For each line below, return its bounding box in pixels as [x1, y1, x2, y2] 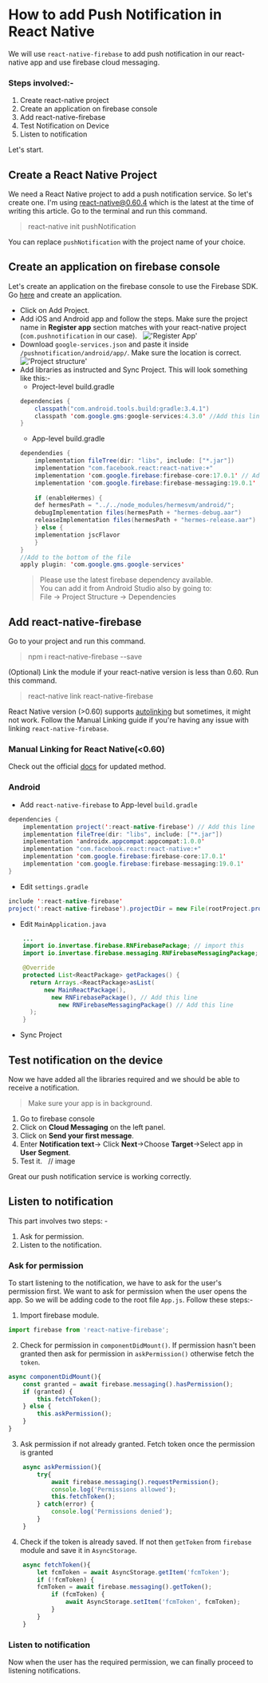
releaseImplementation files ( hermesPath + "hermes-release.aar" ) [34, 517, 257, 525]
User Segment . [19, 1147, 71, 1157]
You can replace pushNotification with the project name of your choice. [8, 237, 246, 247]
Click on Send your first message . [19, 1131, 134, 1140]
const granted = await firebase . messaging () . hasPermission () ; [22, 1380, 234, 1388]
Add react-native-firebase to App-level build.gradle [19, 800, 198, 810]
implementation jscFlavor [34, 531, 121, 539]
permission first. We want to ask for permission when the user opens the [8, 1287, 247, 1297]
